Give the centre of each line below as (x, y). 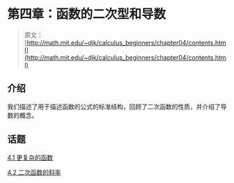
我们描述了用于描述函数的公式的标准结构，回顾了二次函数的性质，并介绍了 (114, 106)
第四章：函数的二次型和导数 (87, 14)
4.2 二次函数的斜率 (34, 172)
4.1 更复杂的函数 (30, 157)
